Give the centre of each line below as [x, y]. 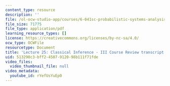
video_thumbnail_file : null [39, 66]
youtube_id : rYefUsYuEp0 [36, 76]
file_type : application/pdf [35, 29]
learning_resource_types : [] [36, 33]
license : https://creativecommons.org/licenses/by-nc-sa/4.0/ [72, 38]
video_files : [19, 62]
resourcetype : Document [30, 48]
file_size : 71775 [24, 24]
